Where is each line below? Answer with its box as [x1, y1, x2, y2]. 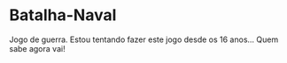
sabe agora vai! [9, 43, 66, 53]
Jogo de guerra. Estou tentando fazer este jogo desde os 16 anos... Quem [9, 34, 279, 45]
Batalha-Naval [9, 5, 117, 25]
